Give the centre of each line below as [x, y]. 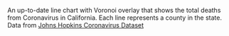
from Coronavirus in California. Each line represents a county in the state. [115, 18]
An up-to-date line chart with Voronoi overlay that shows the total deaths [114, 10]
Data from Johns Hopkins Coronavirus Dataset [76, 25]
